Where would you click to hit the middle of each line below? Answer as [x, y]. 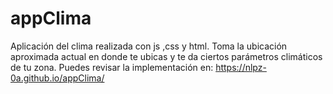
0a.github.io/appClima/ [57, 78]
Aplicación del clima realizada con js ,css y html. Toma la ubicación [149, 46]
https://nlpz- [241, 67]
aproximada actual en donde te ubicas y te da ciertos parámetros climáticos [166, 56]
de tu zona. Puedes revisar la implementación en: [112, 67]
